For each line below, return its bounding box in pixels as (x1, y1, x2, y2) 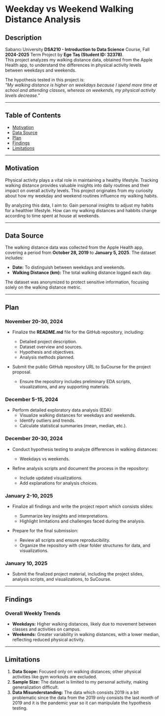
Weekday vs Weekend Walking (5, 3, 134, 15)
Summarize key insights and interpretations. (19, 513, 109, 519)
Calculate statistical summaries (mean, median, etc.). (19, 423, 127, 429)
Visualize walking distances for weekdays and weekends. (19, 413, 136, 418)
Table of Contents (5, 111, 61, 120)
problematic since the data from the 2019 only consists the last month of (12, 694, 159, 700)
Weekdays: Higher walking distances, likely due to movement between (12, 621, 156, 627)
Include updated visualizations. (19, 475, 82, 481)
